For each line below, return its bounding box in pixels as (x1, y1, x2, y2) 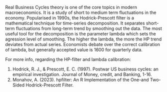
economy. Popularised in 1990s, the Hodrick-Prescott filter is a (5, 15, 134, 20)
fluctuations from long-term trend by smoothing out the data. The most (15, 25, 162, 31)
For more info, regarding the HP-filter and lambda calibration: (5, 56, 131, 62)
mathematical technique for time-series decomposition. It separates (5, 20, 145, 26)
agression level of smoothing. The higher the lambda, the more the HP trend (5, 36, 162, 42)
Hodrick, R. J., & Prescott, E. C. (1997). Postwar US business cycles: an (12, 66, 159, 72)
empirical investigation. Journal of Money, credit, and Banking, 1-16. (12, 71, 152, 77)
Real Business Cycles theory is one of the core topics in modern (5, 4, 137, 10)
